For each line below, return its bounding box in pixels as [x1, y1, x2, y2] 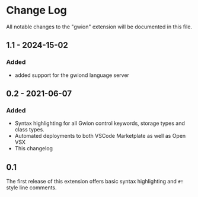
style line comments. [6, 184, 58, 191]
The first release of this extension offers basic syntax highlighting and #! [6, 178, 184, 185]
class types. [14, 126, 44, 133]
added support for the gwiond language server [14, 72, 129, 79]
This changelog [14, 145, 53, 152]
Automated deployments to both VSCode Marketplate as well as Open [14, 133, 186, 140]
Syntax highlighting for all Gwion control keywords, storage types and [14, 120, 186, 127]
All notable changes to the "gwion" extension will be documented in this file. [6, 23, 193, 30]
